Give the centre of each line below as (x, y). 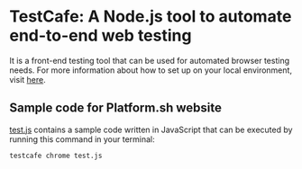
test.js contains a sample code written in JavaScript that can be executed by (151, 129)
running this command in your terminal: (82, 139)
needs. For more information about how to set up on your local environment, (151, 70)
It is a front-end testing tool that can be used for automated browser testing (150, 60)
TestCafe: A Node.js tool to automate (151, 17)
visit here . (28, 79)
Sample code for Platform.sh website (116, 108)
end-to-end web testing (101, 36)
